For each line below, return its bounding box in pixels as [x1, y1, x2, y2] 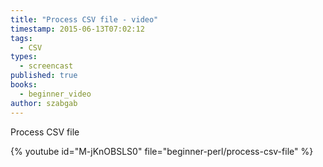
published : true [10, 71, 78, 81]
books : [10, 80, 38, 90]
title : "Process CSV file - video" [10, 14, 159, 25]
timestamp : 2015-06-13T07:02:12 [10, 24, 145, 34]
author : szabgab [10, 98, 78, 108]
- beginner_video [19, 89, 92, 99]
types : [10, 52, 38, 62]
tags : [10, 33, 33, 43]
